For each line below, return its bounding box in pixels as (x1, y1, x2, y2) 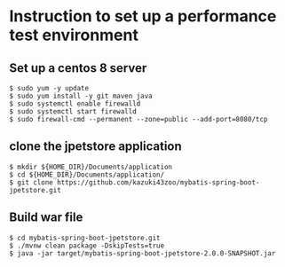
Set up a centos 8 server (9, 60, 147, 75)
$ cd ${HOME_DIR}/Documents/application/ (9, 170, 165, 179)
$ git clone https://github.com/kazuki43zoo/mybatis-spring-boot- (9, 177, 260, 187)
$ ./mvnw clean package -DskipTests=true (9, 241, 165, 250)
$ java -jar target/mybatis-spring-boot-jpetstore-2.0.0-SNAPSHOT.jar (9, 248, 276, 258)
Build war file (9, 210, 83, 225)
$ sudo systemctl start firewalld (9, 107, 138, 116)
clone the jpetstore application (9, 139, 182, 154)
